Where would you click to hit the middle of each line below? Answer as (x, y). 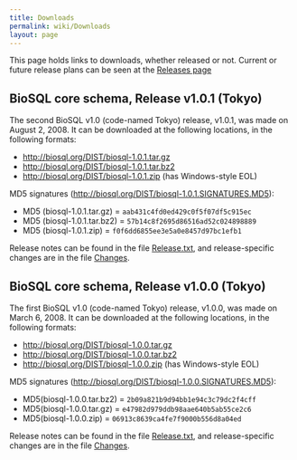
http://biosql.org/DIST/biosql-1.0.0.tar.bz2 (100, 355)
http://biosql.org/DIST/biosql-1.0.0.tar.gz (97, 345)
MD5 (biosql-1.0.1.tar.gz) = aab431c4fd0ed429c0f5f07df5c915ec (137, 211)
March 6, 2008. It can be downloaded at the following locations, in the (139, 317)
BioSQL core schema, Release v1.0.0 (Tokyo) (138, 286)
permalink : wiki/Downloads (60, 26)
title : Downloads (42, 18)
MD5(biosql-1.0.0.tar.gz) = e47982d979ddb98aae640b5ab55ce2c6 (137, 409)
